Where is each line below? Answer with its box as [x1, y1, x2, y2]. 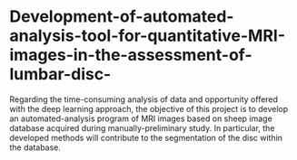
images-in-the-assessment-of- [9, 45, 252, 65]
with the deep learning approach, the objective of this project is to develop [9, 103, 289, 114]
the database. [9, 142, 62, 153]
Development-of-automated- [9, 6, 234, 27]
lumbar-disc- [9, 64, 112, 85]
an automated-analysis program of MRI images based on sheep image [9, 113, 272, 124]
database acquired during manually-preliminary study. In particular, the [9, 122, 275, 133]
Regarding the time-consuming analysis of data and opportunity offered [9, 93, 279, 105]
